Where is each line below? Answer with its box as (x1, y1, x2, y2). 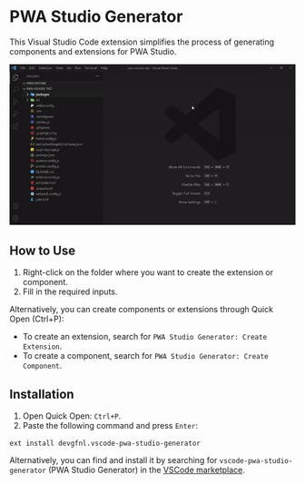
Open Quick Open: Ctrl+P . (22, 410, 122, 421)
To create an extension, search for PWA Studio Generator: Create (22, 331, 268, 342)
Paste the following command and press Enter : (22, 420, 198, 431)
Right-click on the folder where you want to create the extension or (22, 267, 274, 278)
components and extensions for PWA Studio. (9, 45, 177, 56)
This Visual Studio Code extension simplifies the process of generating (9, 36, 275, 47)
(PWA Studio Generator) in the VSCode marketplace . (48, 465, 245, 476)
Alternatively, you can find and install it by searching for (9, 455, 218, 466)
